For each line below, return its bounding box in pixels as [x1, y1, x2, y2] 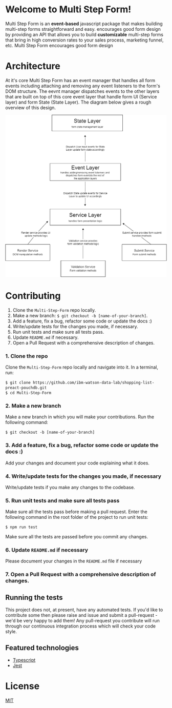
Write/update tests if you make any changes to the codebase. [5, 484, 135, 490]
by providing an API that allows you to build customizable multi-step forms [5, 31, 164, 37]
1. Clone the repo [5, 352, 48, 359]
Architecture [5, 60, 60, 72]
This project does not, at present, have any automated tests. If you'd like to [5, 606, 163, 613]
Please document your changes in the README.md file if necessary [5, 558, 142, 564]
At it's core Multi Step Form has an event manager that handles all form [5, 77, 156, 83]
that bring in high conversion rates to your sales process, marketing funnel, [5, 37, 164, 43]
